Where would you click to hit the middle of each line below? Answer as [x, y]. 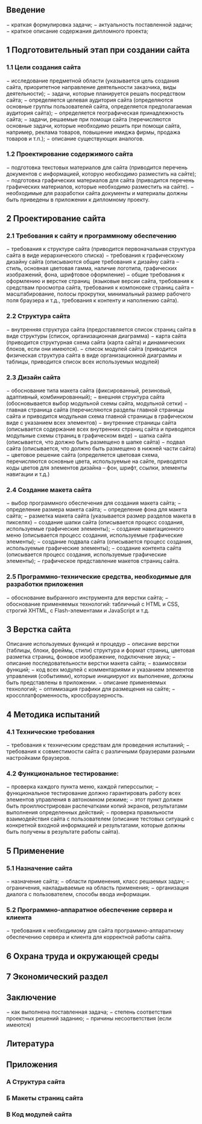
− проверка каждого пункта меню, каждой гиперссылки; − [83, 786]
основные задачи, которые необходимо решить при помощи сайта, [94, 125]
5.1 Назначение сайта [39, 868]
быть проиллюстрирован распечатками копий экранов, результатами [97, 806]
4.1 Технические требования [51, 731]
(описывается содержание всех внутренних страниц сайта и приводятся [101, 429]
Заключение [31, 997]
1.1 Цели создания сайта [44, 67]
